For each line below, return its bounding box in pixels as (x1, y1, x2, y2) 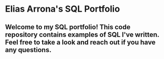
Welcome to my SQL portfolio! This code (5, 23, 131, 31)
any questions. (5, 45, 52, 54)
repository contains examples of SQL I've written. (5, 30, 160, 39)
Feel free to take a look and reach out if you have (5, 38, 156, 46)
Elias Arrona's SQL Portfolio (5, 3, 120, 15)
